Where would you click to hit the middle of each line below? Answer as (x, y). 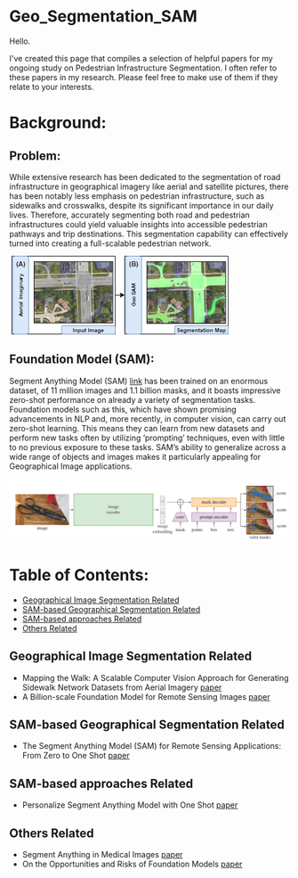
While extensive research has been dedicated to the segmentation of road (145, 176)
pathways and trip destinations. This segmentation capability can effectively (149, 234)
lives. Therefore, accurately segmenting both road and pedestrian (130, 215)
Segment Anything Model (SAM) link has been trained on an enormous (139, 381)
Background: (58, 123)
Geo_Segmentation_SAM (103, 16)
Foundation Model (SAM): (82, 360)
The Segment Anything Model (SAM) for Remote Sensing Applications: (152, 746)
